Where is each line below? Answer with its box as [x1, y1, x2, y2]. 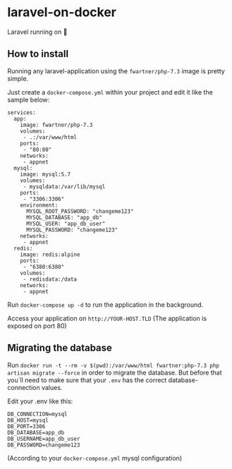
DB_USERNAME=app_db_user [7, 435, 80, 442]
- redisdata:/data [23, 276, 78, 283]
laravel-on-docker [7, 4, 116, 20]
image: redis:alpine [20, 251, 80, 258]
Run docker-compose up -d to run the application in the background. [7, 300, 204, 309]
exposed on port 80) [7, 322, 67, 330]
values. [41, 383, 63, 391]
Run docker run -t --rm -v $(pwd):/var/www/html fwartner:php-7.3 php [7, 360, 220, 369]
